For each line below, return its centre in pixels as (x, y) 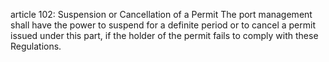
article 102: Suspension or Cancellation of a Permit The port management (161, 14)
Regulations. (36, 46)
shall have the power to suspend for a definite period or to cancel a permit (163, 25)
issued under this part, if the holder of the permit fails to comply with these (164, 35)
